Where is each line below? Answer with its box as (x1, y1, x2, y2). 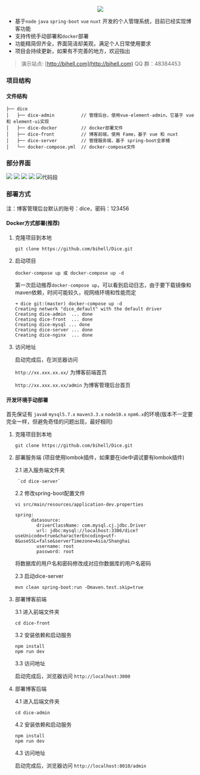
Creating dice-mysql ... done (14, 321, 91, 328)
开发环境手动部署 (6, 396, 48, 403)
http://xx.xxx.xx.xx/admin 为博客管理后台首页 (14, 381, 131, 388)
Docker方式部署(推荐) (6, 220, 60, 227)
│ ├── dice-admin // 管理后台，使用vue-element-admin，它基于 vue (6, 112, 195, 119)
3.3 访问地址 (14, 660, 46, 667)
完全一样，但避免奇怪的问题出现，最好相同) (6, 418, 113, 425)
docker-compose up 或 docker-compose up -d (14, 270, 124, 276)
